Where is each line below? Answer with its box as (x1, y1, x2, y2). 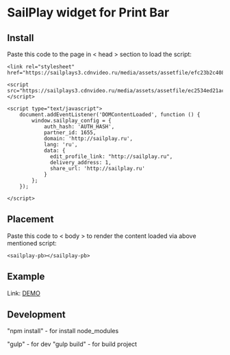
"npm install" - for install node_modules (7, 327, 119, 335)
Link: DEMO (7, 289, 41, 297)
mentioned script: (7, 239, 57, 247)
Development (7, 309, 66, 321)
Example (7, 271, 45, 282)
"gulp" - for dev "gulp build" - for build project (7, 340, 138, 348)
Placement (7, 213, 54, 225)
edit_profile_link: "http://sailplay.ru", (50, 153, 173, 160)
